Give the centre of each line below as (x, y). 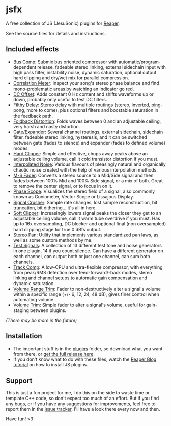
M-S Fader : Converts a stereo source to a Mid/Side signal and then (83, 175)
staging (21, 310)
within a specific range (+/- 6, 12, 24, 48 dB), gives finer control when (86, 294)
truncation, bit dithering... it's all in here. (55, 208)
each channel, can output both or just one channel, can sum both (82, 256)
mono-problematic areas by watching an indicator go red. (74, 89)
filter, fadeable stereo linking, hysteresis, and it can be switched (80, 137)
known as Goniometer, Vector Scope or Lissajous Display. (74, 196)
